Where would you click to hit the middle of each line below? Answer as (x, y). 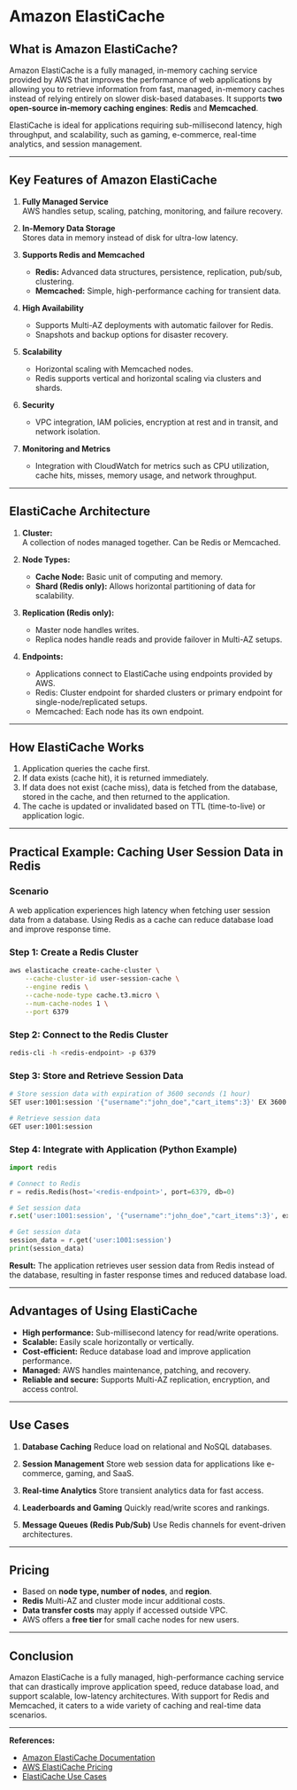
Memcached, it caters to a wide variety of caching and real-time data (135, 1706)
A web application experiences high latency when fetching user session (140, 911)
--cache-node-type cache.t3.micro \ (93, 996)
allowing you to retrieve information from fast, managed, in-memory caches (147, 89)
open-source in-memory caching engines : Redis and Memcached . (134, 108)
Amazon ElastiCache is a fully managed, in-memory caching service (133, 70)
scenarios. (28, 1715)
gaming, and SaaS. (100, 1473)
